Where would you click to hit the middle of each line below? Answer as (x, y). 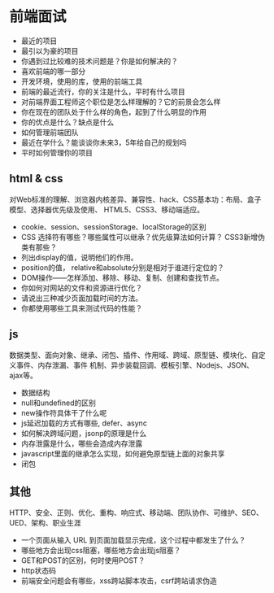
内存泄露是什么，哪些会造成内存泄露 (82, 443)
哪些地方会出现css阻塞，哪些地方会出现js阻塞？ (101, 551)
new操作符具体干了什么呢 (64, 412)
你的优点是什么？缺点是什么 (67, 122)
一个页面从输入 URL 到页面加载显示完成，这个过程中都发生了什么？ (133, 540)
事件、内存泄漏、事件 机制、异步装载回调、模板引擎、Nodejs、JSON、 (135, 365)
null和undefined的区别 (58, 403)
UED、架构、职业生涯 (45, 523)
